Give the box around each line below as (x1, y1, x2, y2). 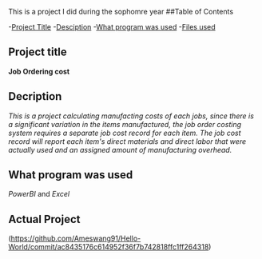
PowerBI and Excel (8, 189, 70, 199)
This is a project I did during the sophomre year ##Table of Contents (8, 7, 234, 16)
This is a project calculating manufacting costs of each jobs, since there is (8, 111, 254, 121)
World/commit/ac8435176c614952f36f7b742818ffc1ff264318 (8, 242, 209, 252)
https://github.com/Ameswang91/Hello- (10, 233, 141, 243)
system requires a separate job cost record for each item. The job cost (8, 128, 241, 137)
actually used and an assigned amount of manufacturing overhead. (8, 145, 232, 154)
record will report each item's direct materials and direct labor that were (8, 136, 246, 146)
